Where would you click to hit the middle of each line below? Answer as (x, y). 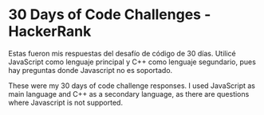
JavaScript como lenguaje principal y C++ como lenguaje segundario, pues (132, 62)
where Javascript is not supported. (66, 102)
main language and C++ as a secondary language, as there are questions (129, 94)
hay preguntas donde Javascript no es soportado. (91, 70)
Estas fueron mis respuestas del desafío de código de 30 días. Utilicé (122, 53)
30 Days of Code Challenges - (110, 15)
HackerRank (50, 31)
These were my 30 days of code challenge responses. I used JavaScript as (132, 86)
